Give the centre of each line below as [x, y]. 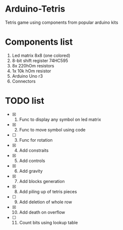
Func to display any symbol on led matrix [60, 119]
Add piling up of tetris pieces [48, 191]
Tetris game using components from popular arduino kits [62, 22]
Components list [39, 42]
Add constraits [34, 150]
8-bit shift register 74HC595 [40, 60]
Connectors [24, 81]
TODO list [25, 101]
